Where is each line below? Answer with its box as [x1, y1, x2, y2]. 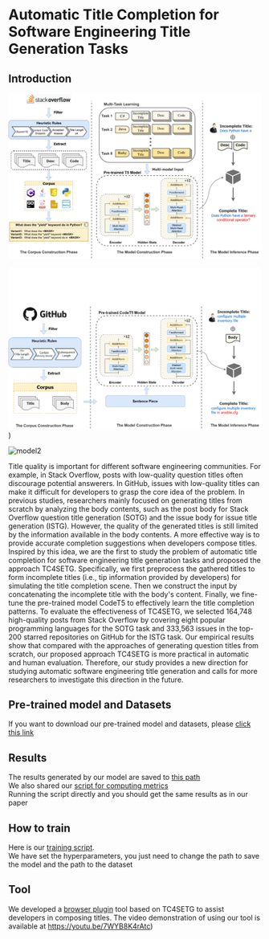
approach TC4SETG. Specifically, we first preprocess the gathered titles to [8, 564, 255, 574]
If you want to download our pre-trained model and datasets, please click [8, 719, 251, 729]
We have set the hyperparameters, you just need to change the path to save [8, 851, 260, 861]
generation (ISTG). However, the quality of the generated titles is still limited [8, 521, 259, 531]
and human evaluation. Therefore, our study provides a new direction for [8, 657, 249, 668]
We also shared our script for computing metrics [8, 781, 169, 790]
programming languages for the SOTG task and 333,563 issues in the [8, 623, 238, 633]
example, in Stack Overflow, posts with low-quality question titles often [8, 470, 243, 480]
